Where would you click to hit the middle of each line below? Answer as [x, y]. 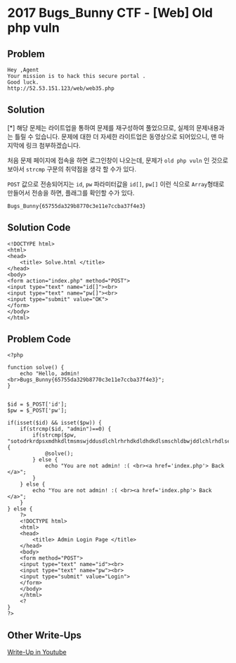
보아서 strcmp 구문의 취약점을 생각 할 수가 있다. [72, 169]
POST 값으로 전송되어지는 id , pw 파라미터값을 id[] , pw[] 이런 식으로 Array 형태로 [116, 184]
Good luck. [23, 82]
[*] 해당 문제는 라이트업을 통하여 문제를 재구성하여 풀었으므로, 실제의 [101, 127]
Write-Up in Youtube [37, 652]
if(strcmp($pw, [55, 435]
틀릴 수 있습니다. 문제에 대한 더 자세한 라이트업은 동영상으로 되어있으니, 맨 [116, 136]
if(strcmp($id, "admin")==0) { [66, 429]
